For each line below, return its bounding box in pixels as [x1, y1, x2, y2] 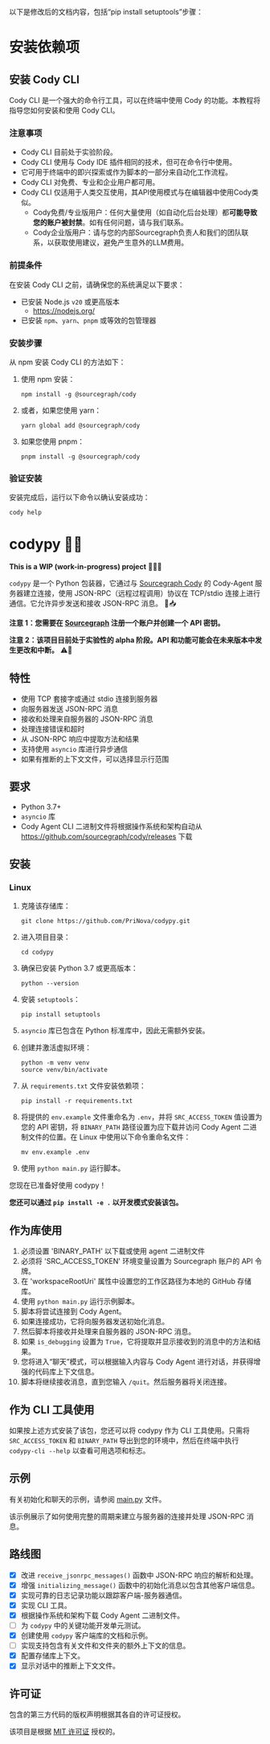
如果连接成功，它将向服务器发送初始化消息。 [20, 1317, 170, 1327]
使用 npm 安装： [20, 374, 76, 384]
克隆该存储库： [20, 901, 71, 911]
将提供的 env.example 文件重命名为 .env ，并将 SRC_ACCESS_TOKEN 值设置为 [20, 1112, 263, 1122]
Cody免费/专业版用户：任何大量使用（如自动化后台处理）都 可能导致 [32, 207, 258, 217]
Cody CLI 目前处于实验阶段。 [20, 147, 117, 157]
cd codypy [20, 948, 55, 957]
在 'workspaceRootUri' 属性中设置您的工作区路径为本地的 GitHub [20, 1277, 235, 1286]
